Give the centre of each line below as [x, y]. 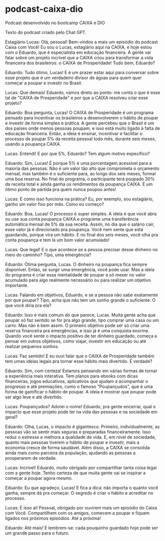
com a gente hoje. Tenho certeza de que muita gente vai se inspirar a [75, 473]
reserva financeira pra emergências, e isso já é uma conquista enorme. [77, 330]
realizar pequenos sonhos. [32, 346]
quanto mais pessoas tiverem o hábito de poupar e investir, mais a [72, 442]
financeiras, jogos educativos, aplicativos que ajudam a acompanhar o [77, 381]
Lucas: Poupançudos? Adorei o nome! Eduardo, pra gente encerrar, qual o [81, 406]
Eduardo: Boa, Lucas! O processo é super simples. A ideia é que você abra [81, 214]
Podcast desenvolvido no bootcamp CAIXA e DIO [55, 23]
